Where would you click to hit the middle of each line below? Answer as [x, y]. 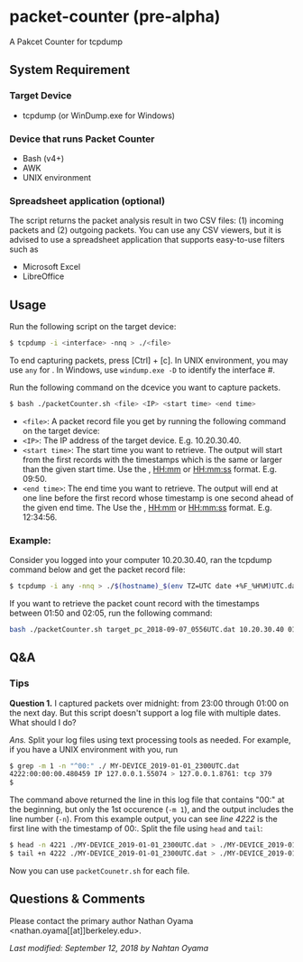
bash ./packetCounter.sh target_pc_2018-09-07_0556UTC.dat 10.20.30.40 [147, 629]
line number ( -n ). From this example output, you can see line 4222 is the [143, 819]
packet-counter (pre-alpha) [115, 17]
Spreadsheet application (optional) [87, 200]
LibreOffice [43, 276]
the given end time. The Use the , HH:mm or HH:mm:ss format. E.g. [147, 507]
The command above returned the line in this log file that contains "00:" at [147, 800]
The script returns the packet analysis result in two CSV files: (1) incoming [147, 221]
